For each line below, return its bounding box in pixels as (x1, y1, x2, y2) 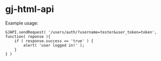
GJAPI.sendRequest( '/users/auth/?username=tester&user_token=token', (5, 29, 157, 34)
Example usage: (5, 20, 39, 26)
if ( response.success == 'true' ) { (14, 38, 94, 43)
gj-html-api (5, 3, 55, 15)
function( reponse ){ (5, 34, 51, 39)
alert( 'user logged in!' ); (23, 42, 85, 48)
